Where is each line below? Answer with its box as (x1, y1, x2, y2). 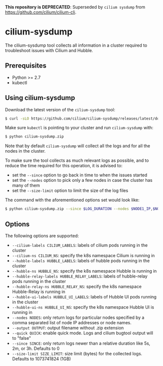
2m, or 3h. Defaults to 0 (12, 346, 60, 351)
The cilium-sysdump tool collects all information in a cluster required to (5, 42, 147, 48)
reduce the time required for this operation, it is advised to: (5, 163, 123, 169)
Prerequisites (5, 62, 47, 70)
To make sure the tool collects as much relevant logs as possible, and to (5, 157, 149, 163)
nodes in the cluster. (5, 148, 46, 154)
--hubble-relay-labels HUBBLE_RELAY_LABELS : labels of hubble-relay (12, 273, 148, 279)
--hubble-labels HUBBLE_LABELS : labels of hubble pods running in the (12, 258, 150, 263)
